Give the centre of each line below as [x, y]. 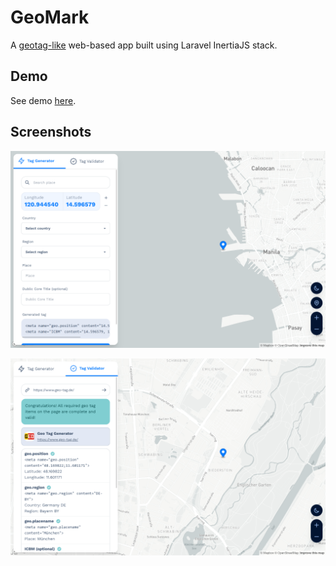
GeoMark [50, 17]
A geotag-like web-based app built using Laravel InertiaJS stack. [144, 45]
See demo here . [43, 100]
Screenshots [51, 132]
